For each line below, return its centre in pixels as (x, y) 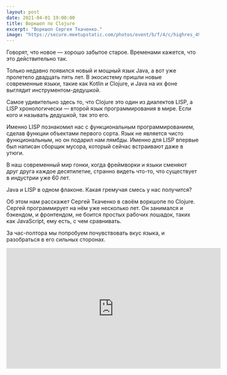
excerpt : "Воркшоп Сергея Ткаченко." (54, 29)
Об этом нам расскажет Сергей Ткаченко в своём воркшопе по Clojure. (101, 202)
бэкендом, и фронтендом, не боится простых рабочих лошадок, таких (99, 214)
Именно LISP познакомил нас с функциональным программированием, (100, 127)
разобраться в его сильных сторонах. (56, 240)
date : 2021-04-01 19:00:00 (41, 18)
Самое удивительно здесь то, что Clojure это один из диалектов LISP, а (100, 102)
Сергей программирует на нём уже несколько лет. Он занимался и (95, 208)
